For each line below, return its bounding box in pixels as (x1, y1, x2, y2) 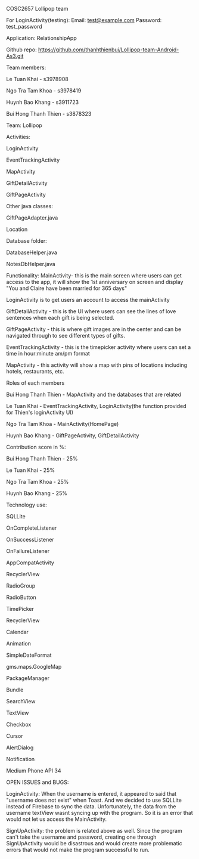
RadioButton (6, 594, 37, 601)
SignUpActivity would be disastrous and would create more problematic (6, 840, 183, 846)
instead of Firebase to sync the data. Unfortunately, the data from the (6, 803, 177, 810)
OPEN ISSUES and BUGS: (6, 778, 69, 786)
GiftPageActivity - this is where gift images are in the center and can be (6, 326, 182, 333)
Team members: (6, 64, 46, 71)
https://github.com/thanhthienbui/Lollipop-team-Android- (38, 46, 179, 53)
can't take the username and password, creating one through (6, 833, 157, 841)
